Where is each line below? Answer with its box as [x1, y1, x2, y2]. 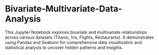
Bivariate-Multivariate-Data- [5, 3, 122, 14]
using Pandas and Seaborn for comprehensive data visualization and [5, 39, 142, 45]
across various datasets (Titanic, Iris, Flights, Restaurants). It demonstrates [5, 34, 154, 40]
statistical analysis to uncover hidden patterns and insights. [5, 44, 123, 50]
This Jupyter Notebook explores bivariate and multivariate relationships [5, 29, 147, 35]
